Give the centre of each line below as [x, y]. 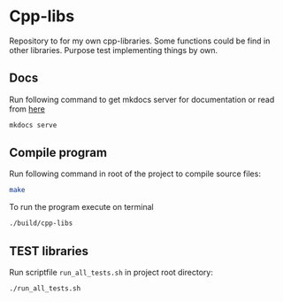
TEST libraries [49, 251]
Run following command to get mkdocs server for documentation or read [142, 99]
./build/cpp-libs [41, 223]
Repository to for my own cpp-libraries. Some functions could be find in [140, 41]
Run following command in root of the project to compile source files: [135, 174]
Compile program [58, 153]
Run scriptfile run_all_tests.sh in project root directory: [111, 272]
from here [27, 109]
